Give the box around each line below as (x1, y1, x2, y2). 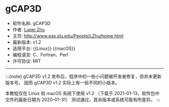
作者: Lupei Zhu (12, 26, 45, 33)
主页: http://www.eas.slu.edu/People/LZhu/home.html (12, 33, 124, 39)
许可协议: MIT (12, 58, 41, 64)
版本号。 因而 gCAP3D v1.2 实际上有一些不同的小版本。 (5, 79, 120, 85)
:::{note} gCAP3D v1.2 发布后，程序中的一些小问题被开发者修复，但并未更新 (5, 73, 162, 79)
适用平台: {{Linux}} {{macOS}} (12, 45, 75, 51)
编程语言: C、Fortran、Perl (12, 51, 68, 58)
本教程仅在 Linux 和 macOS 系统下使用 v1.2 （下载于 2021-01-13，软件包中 (5, 90, 160, 96)
